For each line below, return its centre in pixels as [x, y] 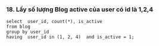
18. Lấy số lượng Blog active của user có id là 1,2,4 [80, 9]
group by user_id [28, 32]
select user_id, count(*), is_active [54, 22]
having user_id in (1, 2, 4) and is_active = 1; [70, 37]
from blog [18, 27]
